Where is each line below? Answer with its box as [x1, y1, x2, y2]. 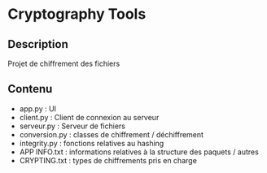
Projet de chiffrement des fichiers [7, 58, 120, 68]
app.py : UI [19, 103, 57, 114]
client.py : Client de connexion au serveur [19, 112, 160, 122]
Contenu [7, 82, 53, 96]
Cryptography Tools [7, 5, 147, 24]
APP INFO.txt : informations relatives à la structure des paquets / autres [19, 147, 260, 157]
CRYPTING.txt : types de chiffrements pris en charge [19, 155, 197, 165]
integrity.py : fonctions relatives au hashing [19, 138, 164, 148]
